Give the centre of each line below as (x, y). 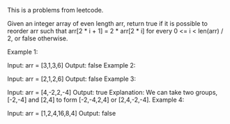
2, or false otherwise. (38, 38)
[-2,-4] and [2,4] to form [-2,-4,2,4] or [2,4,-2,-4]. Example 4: (96, 100)
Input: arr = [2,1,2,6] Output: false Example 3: (71, 79)
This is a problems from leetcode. (55, 10)
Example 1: (23, 52)
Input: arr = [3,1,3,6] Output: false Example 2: (71, 65)
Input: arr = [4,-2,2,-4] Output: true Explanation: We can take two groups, (113, 92)
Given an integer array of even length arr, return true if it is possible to (107, 23)
